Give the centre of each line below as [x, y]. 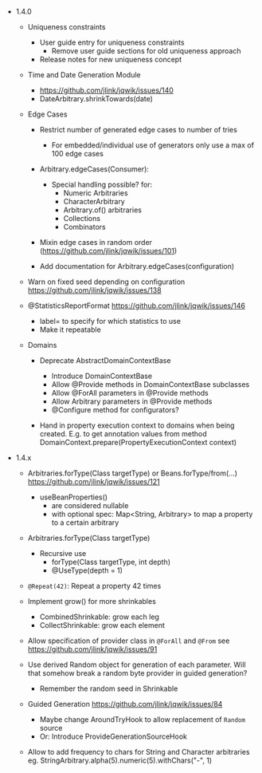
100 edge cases [77, 154]
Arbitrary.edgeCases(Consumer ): [94, 169]
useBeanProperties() [74, 497]
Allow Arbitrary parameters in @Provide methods [132, 401]
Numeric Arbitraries [96, 193]
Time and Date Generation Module [84, 75]
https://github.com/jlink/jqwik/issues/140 [106, 90]
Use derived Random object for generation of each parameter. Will [137, 665]
